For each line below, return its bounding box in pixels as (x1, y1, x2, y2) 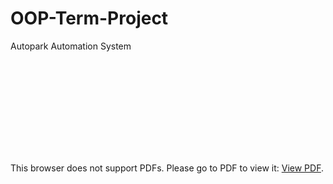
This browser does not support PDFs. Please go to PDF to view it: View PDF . (10, 162, 324, 174)
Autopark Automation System (10, 40, 132, 52)
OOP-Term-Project (10, 7, 169, 30)
